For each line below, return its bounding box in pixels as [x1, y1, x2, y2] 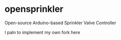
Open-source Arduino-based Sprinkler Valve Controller [4, 20, 117, 26]
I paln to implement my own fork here [4, 29, 81, 35]
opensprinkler [4, 3, 63, 15]
